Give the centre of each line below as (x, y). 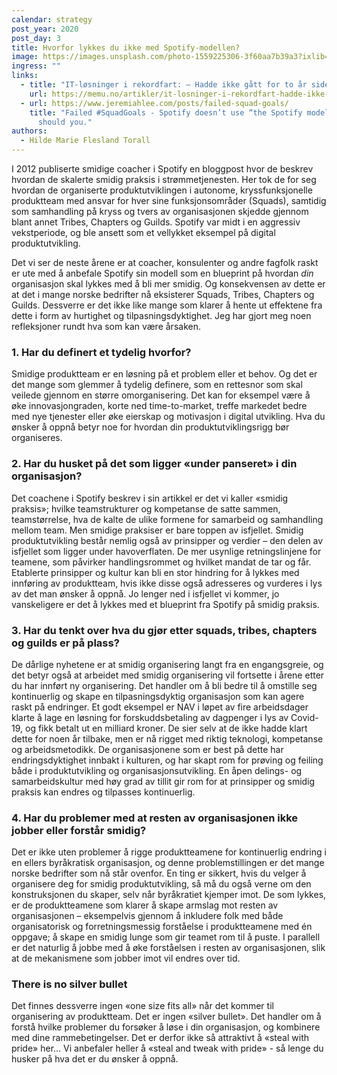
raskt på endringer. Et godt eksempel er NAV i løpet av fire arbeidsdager (160, 707)
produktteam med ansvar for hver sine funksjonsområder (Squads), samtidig (169, 200)
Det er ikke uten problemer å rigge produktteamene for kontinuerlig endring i (169, 852)
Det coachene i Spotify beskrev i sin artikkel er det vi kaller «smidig (150, 498)
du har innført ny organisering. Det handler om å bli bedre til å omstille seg (164, 685)
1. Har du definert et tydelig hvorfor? (101, 352)
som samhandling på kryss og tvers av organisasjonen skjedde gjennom (160, 211)
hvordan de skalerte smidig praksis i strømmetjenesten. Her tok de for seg (164, 179)
